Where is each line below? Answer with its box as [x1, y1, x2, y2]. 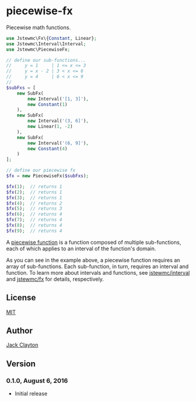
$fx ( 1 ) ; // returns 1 [6, 183, 62, 190]
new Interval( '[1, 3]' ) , [27, 96, 89, 102]
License [6, 293, 36, 303]
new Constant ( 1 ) [27, 101, 68, 108]
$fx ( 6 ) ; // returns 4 [6, 211, 62, 218]
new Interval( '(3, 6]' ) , [27, 118, 89, 124]
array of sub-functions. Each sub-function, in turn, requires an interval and [6, 263, 189, 270]
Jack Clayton [6, 341, 39, 348]
